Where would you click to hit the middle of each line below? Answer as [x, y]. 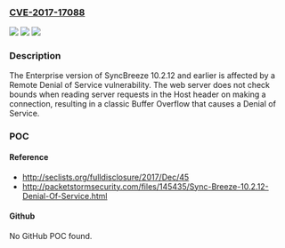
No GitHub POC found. [51, 236]
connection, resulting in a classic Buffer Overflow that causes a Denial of [142, 103]
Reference [29, 157]
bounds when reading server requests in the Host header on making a [138, 94]
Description [35, 56]
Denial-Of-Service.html [65, 196]
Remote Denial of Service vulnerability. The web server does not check [139, 84]
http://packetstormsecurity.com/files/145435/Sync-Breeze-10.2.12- [145, 186]
